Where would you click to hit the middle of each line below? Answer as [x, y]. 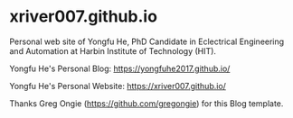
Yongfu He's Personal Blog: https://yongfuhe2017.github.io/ [120, 68]
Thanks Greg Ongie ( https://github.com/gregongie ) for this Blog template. [146, 103]
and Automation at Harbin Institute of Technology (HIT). [113, 50]
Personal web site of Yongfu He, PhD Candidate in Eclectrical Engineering [147, 41]
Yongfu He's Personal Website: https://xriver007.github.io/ [118, 86]
